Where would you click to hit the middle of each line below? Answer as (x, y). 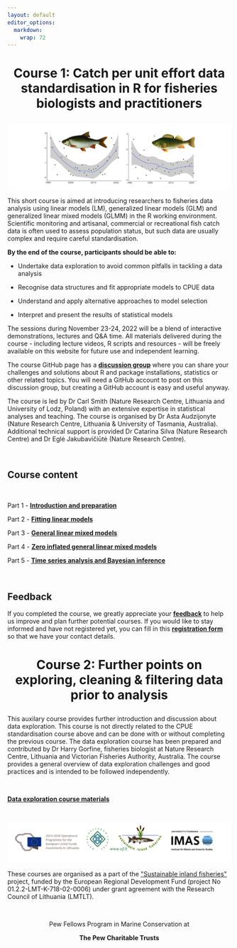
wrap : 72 (33, 38)
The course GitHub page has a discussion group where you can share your (118, 365)
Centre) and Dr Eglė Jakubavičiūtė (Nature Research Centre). (97, 439)
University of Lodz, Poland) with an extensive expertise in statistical (106, 409)
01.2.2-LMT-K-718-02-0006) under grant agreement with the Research (111, 889)
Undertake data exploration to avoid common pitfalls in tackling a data (120, 265)
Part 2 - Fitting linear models (50, 519)
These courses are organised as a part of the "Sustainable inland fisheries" (117, 873)
